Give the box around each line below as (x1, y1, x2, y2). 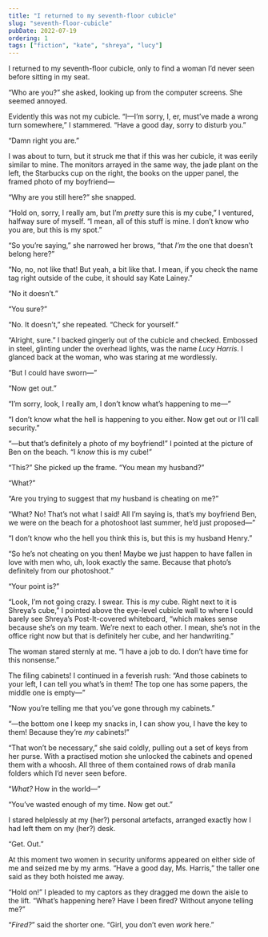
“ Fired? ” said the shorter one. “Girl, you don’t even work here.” (8, 920, 214, 930)
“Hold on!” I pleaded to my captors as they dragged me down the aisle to (8, 887, 249, 897)
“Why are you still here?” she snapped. (8, 193, 137, 202)
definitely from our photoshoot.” (8, 566, 114, 576)
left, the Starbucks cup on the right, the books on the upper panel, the (8, 168, 239, 178)
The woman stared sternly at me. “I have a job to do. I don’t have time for (8, 647, 249, 656)
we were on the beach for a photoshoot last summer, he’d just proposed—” (8, 518, 256, 528)
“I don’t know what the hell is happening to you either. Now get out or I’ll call (8, 415, 259, 424)
